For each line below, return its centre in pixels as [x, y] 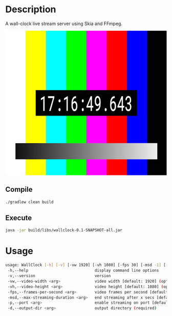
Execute [19, 218]
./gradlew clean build [29, 202]
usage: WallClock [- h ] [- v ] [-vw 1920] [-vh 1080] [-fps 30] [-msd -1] [83, 265]
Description [31, 9]
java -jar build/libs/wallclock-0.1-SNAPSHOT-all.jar [64, 230]
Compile [19, 189]
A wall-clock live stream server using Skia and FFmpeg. [64, 24]
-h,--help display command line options [83, 270]
